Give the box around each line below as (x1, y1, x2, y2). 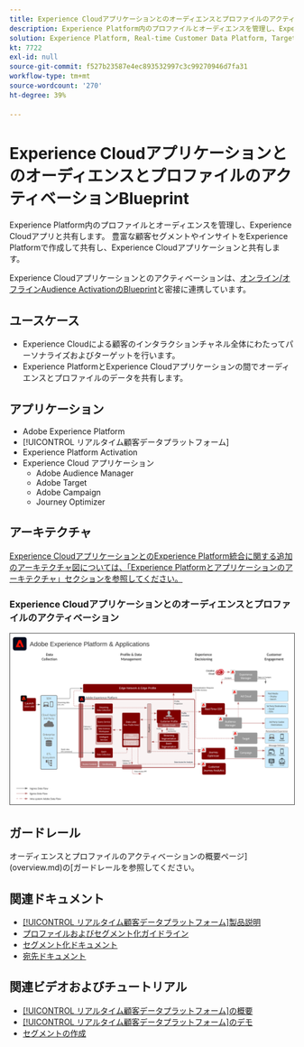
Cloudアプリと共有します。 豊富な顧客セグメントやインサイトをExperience (9, 231, 289, 242)
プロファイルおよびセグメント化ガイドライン (22, 928, 189, 939)
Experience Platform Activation (22, 447, 138, 458)
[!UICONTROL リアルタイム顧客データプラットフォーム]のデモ (22, 1016, 253, 1027)
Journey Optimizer (35, 496, 106, 507)
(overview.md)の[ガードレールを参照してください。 (9, 862, 200, 873)
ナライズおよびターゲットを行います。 (38, 350, 180, 361)
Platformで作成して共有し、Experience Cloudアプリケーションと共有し (9, 242, 272, 253)
